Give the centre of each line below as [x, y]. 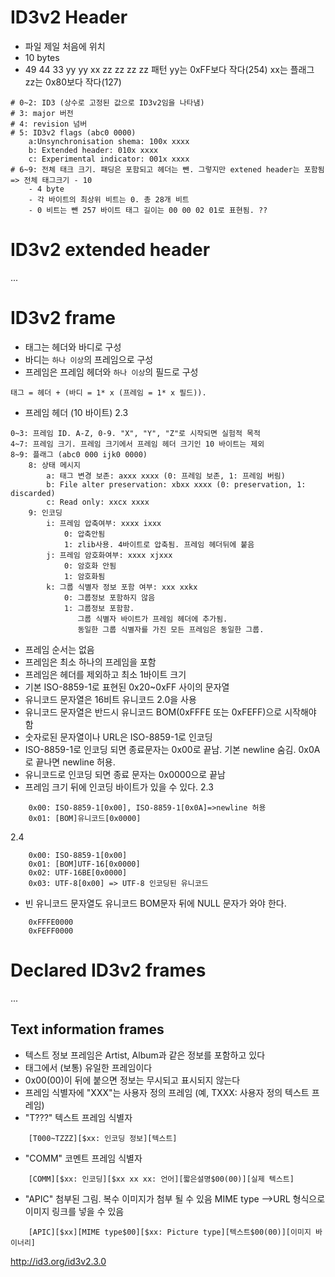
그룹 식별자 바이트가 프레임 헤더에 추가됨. [152, 619]
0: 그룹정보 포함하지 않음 [109, 597]
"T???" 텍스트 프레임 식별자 [78, 1117]
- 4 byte [46, 189]
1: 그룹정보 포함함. [99, 608]
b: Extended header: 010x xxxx [93, 150]
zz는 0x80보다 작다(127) [73, 82]
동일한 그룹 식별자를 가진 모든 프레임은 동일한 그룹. [171, 629]
